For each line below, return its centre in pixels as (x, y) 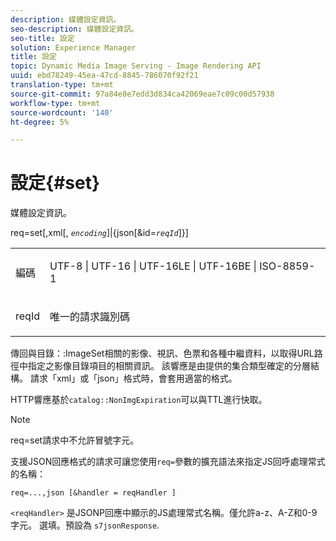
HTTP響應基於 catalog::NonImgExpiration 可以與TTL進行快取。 (139, 400)
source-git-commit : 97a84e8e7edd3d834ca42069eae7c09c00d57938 (142, 94)
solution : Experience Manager (73, 47)
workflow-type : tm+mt (55, 103)
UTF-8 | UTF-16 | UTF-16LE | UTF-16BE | (153, 266)
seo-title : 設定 (42, 38)
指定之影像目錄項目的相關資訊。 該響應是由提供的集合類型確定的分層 (169, 366)
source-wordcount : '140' (62, 112)
